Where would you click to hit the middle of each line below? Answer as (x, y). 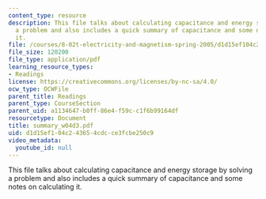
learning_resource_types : (51, 67)
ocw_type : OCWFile (38, 89)
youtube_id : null (44, 148)
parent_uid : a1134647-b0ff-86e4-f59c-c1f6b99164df (93, 111)
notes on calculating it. (45, 187)
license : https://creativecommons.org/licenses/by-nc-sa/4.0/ (113, 81)
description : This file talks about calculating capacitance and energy (131, 23)
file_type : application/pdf (55, 60)
